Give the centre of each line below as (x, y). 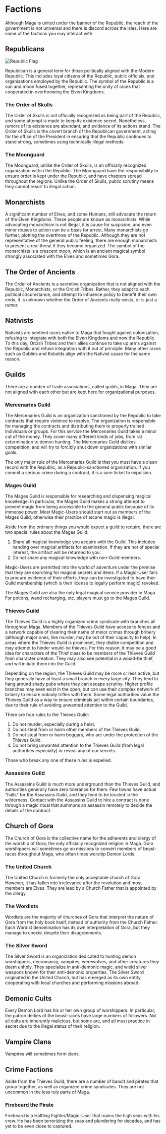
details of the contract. (28, 810)
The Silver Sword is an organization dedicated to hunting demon (71, 956)
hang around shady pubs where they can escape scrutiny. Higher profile (79, 684)
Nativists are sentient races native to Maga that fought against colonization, (82, 332)
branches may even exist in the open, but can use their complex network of (82, 689)
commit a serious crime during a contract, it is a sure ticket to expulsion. (79, 472)
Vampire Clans (28, 1042)
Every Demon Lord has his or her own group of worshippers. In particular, (80, 1010)
